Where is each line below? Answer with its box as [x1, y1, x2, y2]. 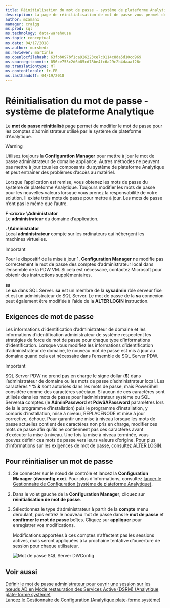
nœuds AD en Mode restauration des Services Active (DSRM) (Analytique [5, 586, 159, 592]
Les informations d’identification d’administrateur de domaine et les [5, 326, 146, 332]
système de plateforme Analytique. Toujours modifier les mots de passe [5, 184, 155, 190]
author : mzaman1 [5, 17, 39, 22]
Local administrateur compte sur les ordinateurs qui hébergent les [5, 231, 145, 237]
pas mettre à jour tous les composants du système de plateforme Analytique [5, 164, 164, 170]
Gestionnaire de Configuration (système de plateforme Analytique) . [12, 481, 153, 488]
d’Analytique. [5, 133, 32, 139]
